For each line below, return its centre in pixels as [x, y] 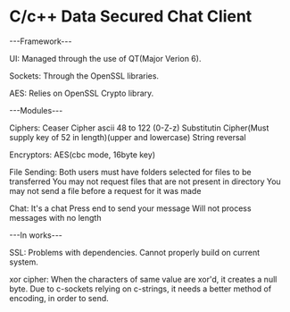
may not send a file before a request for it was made [105, 190]
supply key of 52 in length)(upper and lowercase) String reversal [128, 137]
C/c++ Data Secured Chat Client [131, 17]
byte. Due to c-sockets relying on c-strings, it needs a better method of [141, 289]
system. [24, 262]
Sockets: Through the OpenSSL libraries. [84, 76]
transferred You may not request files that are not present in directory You [145, 181]
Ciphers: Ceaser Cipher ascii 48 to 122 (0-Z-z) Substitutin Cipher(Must [139, 128]
